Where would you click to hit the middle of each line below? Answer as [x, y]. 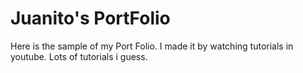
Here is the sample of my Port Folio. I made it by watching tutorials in [152, 46]
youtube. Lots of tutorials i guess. [79, 56]
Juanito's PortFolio [90, 18]
